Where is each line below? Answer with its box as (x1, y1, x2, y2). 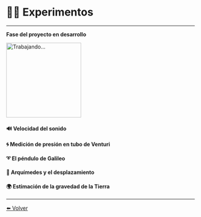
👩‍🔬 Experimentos (6, 5, 94, 19)
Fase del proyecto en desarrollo (6, 30, 87, 38)
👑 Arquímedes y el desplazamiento (6, 169, 95, 176)
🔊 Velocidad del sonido (6, 125, 67, 132)
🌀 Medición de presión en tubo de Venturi (6, 140, 111, 148)
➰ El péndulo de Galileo (6, 155, 66, 162)
